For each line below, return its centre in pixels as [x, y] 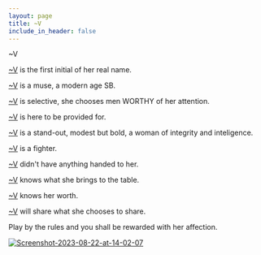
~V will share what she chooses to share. [77, 211]
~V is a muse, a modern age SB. [62, 85]
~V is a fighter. [33, 149]
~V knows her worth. [43, 196]
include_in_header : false [52, 31]
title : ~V [25, 24]
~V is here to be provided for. [57, 117]
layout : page [30, 16]
